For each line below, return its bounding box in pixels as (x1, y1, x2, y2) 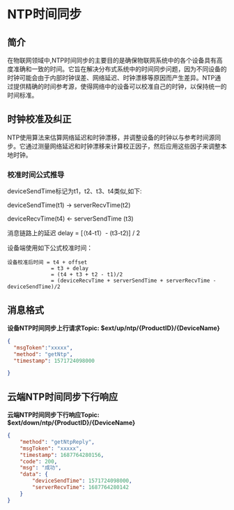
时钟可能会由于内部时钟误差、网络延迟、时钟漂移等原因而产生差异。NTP (7, 74, 215, 82)
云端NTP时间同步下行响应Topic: (7, 411, 100, 419)
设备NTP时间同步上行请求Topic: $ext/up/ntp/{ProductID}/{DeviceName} (7, 324, 221, 332)
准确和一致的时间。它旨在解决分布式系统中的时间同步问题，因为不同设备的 (13, 65, 227, 73)
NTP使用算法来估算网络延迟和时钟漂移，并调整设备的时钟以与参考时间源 (7, 133, 215, 142)
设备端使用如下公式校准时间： (7, 243, 93, 252)
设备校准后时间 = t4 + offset (7, 259, 88, 266)
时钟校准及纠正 (7, 113, 72, 126)
